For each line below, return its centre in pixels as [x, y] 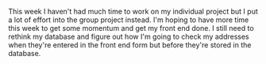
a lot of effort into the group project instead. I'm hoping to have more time [129, 20]
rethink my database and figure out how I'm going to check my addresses [129, 36]
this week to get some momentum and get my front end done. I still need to [131, 28]
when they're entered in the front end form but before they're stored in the [130, 45]
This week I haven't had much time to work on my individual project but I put [133, 11]
